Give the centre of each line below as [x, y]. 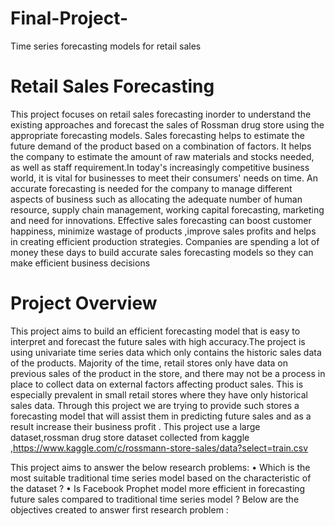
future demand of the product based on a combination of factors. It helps [161, 146]
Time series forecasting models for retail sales [106, 46]
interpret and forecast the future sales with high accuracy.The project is [158, 341]
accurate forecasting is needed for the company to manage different [151, 188]
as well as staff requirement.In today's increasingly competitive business [160, 167]
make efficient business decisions [80, 263]
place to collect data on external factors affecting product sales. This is [157, 384]
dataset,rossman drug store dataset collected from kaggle [130, 437]
